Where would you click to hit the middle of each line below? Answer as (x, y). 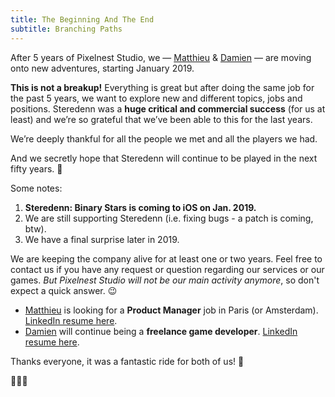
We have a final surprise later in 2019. (102, 239)
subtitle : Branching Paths (66, 29)
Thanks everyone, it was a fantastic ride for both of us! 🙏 (127, 361)
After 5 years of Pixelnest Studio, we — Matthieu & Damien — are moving (161, 57)
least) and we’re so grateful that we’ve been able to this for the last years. (161, 119)
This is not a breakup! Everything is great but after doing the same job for (162, 87)
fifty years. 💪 (36, 168)
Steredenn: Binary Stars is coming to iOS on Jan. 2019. (140, 207)
